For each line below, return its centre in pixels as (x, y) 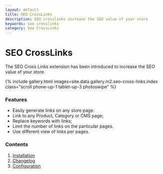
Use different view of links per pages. (51, 132)
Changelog (24, 161)
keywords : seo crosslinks (32, 24)
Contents (17, 145)
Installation (24, 155)
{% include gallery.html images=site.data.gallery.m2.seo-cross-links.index (81, 82)
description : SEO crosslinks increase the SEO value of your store (77, 19)
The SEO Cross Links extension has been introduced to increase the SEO (80, 67)
